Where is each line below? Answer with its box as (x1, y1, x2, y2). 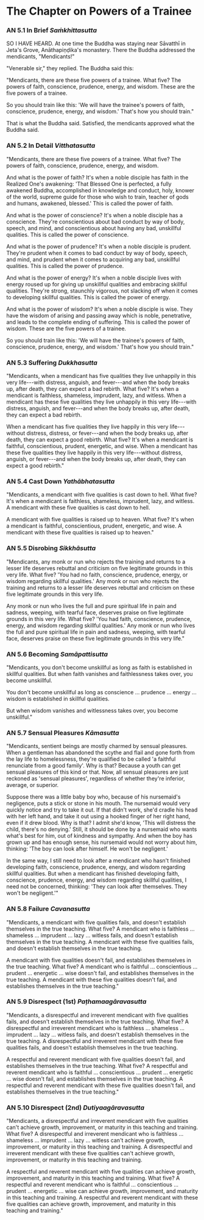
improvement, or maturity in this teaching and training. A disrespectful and (6, 1143, 193, 1150)
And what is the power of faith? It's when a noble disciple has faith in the (6, 173, 189, 181)
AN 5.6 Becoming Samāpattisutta (6, 650, 108, 658)
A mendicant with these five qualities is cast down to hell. (6, 504, 150, 511)
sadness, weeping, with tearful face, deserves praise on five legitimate (6, 609, 184, 616)
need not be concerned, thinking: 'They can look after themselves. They (6, 883, 188, 890)
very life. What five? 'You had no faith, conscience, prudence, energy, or (6, 571, 188, 578)
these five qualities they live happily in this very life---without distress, (6, 449, 183, 456)
